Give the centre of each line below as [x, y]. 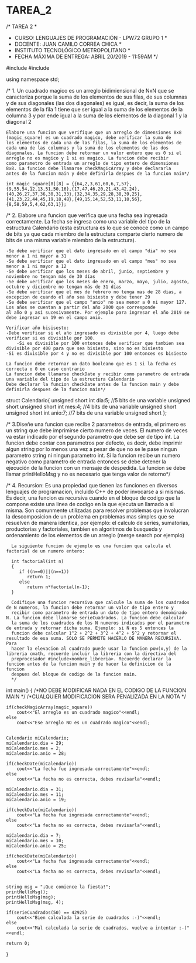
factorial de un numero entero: [45, 551]
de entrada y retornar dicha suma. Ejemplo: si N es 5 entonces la [90, 628]
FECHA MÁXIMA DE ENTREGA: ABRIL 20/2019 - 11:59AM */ [86, 56]
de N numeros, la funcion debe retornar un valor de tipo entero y [90, 608]
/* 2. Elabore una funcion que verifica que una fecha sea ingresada [87, 215]
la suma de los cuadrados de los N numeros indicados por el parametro [101, 623]
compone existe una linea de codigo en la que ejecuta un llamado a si [90, 504]
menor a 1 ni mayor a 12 [36, 266]
